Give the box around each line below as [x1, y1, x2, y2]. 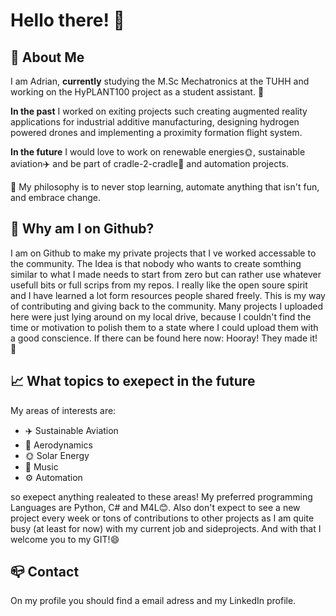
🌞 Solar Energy [24, 449, 90, 461]
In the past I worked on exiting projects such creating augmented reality [10, 105, 308, 117]
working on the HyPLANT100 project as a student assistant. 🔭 [10, 86, 265, 98]
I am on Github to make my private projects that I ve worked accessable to [10, 247, 317, 259]
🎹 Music [24, 460, 59, 473]
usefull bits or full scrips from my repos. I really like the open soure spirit [10, 279, 308, 291]
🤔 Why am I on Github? [10, 220, 155, 238]
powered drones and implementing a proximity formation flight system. [10, 127, 303, 138]
